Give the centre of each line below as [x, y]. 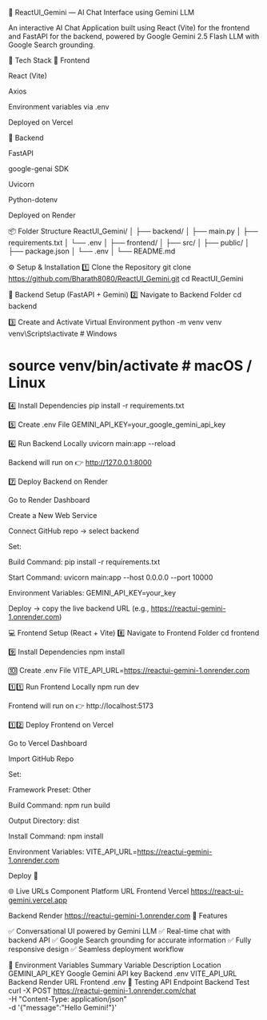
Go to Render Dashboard [49, 500]
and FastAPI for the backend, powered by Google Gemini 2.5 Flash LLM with [134, 36]
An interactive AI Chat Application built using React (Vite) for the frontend [129, 28]
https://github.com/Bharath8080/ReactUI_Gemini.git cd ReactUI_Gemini [126, 279]
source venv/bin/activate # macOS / [130, 366]
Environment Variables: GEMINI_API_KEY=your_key [92, 592]
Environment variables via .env [59, 107]
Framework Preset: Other [50, 789]
